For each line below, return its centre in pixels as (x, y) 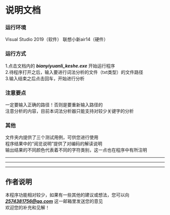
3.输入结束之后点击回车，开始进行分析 (45, 78)
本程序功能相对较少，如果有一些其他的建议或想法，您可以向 (67, 195)
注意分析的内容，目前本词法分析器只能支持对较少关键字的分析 (70, 111)
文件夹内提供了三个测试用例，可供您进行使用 (52, 138)
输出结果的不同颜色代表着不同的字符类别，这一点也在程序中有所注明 (76, 150)
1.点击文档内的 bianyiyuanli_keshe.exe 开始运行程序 (60, 66)
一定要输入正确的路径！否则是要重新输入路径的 (54, 105)
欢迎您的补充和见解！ (27, 207)
